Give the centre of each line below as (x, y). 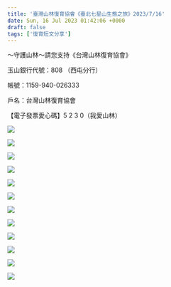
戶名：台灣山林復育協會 (42, 100)
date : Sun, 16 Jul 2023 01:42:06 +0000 (66, 21)
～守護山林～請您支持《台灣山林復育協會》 (70, 55)
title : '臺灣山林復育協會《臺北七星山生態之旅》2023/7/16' (86, 14)
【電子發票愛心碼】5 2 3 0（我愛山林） (65, 115)
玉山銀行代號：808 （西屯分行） (55, 70)
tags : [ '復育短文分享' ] (39, 34)
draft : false (27, 27)
